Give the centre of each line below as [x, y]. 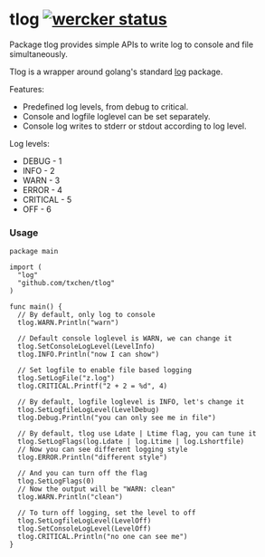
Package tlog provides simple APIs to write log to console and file [132, 44]
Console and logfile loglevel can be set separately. [116, 116]
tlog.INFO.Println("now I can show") [89, 355]
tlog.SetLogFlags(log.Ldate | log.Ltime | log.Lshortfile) [131, 442]
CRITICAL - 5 [47, 199]
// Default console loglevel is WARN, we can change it [125, 339]
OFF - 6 [37, 209]
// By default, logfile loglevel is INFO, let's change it [131, 402]
